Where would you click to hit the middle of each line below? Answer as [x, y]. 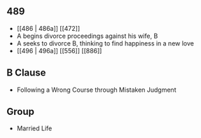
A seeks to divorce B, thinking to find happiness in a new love [105, 43]
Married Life [34, 128]
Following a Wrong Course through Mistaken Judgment [96, 90]
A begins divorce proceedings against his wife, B [87, 36]
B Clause [26, 73]
